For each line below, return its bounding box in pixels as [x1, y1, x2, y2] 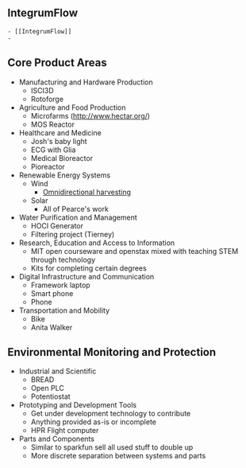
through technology [30, 255, 96, 264]
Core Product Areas [7, 56, 108, 70]
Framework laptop [30, 280, 90, 290]
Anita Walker [30, 322, 73, 332]
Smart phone [30, 288, 74, 298]
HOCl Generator [30, 220, 84, 230]
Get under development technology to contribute [30, 409, 191, 419]
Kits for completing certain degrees [30, 263, 148, 273]
